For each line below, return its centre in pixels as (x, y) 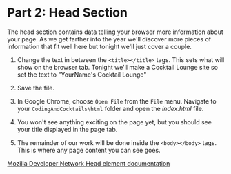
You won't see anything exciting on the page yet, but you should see (114, 122)
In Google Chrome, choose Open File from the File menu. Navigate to (117, 101)
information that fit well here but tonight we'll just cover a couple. (99, 46)
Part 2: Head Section (67, 13)
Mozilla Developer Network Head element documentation (89, 163)
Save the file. (36, 88)
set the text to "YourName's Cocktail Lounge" (82, 75)
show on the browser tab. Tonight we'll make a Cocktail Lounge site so (118, 67)
